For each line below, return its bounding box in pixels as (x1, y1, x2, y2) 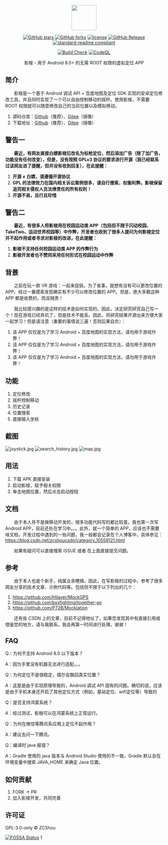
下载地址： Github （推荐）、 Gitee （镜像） (12, 120, 96, 126)
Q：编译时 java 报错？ (5, 742, 50, 748)
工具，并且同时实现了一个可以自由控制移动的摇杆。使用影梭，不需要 (9, 96, 150, 103)
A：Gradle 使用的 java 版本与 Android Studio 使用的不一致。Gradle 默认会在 (5, 753, 161, 759)
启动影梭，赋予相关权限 (12, 482, 61, 488)
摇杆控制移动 (12, 397, 39, 403)
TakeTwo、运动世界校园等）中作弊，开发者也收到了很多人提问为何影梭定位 (5, 229, 160, 235)
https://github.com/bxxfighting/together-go (12, 600, 102, 606)
